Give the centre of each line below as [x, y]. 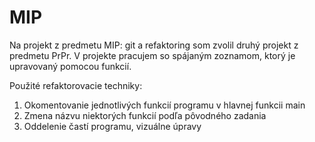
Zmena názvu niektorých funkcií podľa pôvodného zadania [145, 115]
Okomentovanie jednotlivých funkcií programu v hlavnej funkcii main [164, 105]
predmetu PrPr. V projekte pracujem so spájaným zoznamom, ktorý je [152, 55]
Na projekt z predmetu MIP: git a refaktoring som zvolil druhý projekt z [154, 45]
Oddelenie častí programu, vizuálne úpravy [112, 126]
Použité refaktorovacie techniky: [76, 85]
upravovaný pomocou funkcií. [70, 66]
